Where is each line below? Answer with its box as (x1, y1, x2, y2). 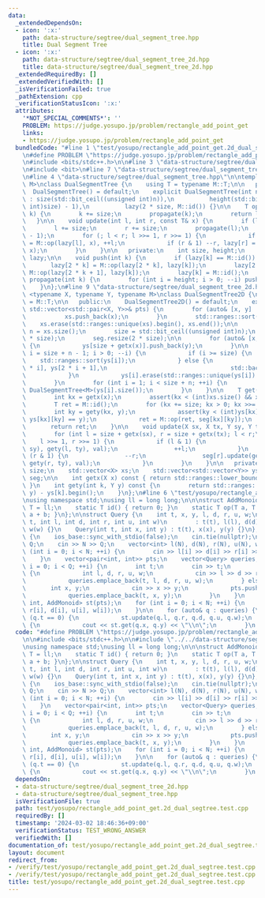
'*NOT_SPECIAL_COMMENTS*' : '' (22, 115, 122, 122)
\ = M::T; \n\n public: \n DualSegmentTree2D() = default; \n (22, 298, 238, 306)
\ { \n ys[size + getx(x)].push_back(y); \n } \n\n (22, 342, 248, 350)
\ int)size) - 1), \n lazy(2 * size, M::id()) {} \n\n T (22, 202, 248, 210)
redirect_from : (8, 856, 58, 864)
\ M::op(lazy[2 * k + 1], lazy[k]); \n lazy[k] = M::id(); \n (22, 269, 248, 276)
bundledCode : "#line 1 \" (15, 144, 101, 152)
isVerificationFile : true (15, 797, 101, 806)
